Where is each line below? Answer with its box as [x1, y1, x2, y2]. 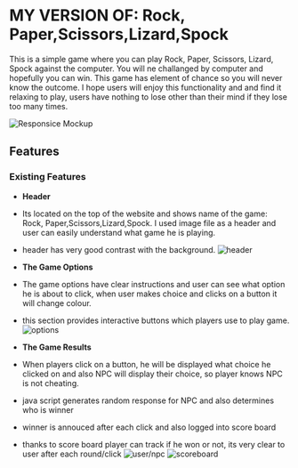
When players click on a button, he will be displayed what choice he [21, 359, 271, 369]
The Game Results [21, 342, 92, 352]
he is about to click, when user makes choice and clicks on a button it [21, 288, 278, 299]
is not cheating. [21, 377, 79, 388]
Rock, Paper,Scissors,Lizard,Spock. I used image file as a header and [21, 217, 277, 228]
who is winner [21, 404, 74, 415]
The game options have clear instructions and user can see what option [21, 278, 286, 289]
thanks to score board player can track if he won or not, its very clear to [21, 439, 286, 449]
